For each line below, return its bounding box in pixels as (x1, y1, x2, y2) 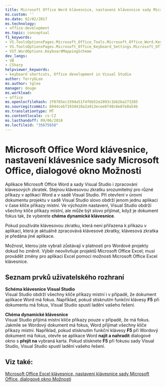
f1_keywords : (5, 35, 32, 40)
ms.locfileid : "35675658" (5, 123, 58, 128)
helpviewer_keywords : (5, 67, 50, 72)
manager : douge (5, 85, 37, 91)
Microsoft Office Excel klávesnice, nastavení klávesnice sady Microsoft (5, 371, 150, 377)
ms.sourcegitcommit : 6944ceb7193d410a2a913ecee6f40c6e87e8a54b (5, 104, 138, 109)
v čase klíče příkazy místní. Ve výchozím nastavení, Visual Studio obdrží (5, 202, 152, 208)
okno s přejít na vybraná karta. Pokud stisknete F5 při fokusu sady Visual (5, 338, 155, 344)
